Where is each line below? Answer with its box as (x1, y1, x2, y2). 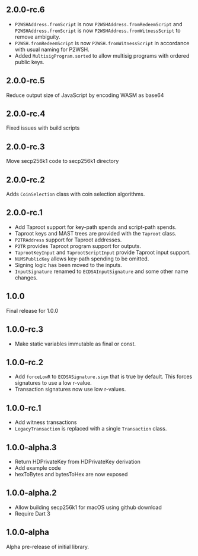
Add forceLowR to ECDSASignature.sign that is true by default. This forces (14, 373, 193, 380)
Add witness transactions (14, 419, 77, 426)
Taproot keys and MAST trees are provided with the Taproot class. (14, 230, 177, 237)
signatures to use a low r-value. (14, 379, 92, 387)
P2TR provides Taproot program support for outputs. (14, 242, 141, 249)
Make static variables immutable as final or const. (14, 340, 136, 347)
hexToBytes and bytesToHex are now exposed (14, 470, 128, 478)
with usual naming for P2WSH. (14, 46, 90, 53)
